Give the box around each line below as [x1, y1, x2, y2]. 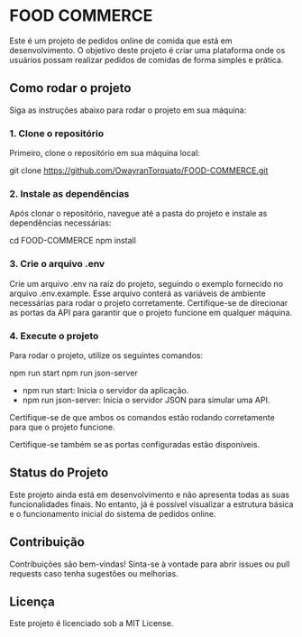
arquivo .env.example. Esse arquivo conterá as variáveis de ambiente [9, 288, 266, 299]
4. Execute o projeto [9, 329, 99, 342]
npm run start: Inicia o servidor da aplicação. [22, 384, 189, 395]
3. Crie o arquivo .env [9, 258, 105, 271]
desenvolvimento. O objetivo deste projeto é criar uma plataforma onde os [9, 44, 286, 55]
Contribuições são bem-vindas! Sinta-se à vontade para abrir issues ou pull [9, 559, 290, 569]
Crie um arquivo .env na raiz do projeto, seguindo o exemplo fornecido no [9, 278, 284, 289]
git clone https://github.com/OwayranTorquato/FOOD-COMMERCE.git [9, 165, 269, 176]
